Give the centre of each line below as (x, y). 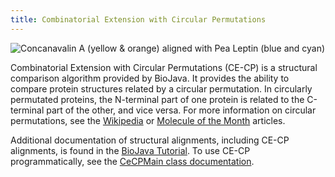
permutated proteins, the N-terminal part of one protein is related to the (157, 99)
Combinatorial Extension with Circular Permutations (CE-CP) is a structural (164, 67)
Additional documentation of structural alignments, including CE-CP (150, 140)
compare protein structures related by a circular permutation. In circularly (161, 88)
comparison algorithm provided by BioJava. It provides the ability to (150, 78)
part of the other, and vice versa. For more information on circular (181, 110)
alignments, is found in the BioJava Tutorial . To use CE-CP (130, 150)
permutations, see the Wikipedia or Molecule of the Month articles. (148, 120)
